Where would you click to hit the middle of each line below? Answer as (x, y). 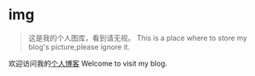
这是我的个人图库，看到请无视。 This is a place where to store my (138, 38)
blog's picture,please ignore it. (79, 46)
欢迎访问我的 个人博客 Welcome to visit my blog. (88, 63)
